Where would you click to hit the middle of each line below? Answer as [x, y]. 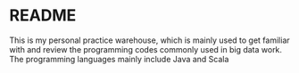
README [43, 16]
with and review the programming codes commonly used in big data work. [146, 49]
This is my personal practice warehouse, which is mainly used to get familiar [149, 40]
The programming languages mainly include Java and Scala [119, 59]
